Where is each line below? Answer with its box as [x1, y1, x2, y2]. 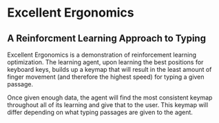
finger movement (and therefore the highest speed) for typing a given [7, 73, 205, 81]
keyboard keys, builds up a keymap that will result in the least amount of [7, 66, 212, 73]
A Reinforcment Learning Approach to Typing [7, 32, 207, 44]
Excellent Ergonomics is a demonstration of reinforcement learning [7, 50, 197, 59]
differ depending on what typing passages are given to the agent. [7, 108, 193, 116]
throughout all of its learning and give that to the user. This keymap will [7, 101, 209, 108]
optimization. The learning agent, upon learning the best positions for [7, 58, 204, 66]
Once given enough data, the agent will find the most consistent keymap [7, 93, 213, 102]
